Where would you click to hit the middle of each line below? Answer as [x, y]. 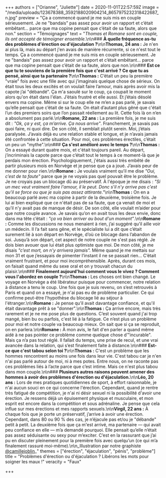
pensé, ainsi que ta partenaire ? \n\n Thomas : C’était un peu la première [79, 76]
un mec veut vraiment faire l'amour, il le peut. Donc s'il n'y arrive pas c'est [81, 187]
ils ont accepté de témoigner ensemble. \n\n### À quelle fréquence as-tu [81, 39]
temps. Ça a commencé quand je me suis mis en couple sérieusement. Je [81, 55]
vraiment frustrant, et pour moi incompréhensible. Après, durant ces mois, [81, 261]
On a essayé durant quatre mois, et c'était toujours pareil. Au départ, [75, 150]
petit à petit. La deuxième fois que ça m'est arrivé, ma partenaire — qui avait [83, 425]
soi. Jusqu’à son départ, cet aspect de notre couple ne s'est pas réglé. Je [80, 240]
